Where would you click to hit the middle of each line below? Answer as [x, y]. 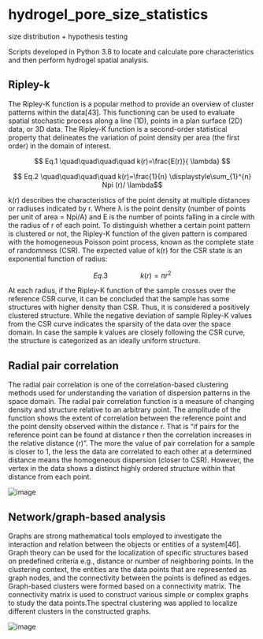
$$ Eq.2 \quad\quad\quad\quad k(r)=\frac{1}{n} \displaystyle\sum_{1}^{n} [132, 176]
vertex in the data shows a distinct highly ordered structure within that [122, 469]
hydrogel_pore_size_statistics [108, 15]
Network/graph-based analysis [87, 517]
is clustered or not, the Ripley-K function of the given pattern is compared [128, 234]
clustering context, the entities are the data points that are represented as [128, 570]
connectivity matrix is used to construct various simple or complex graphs [128, 595]
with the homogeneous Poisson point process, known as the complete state [131, 241]
